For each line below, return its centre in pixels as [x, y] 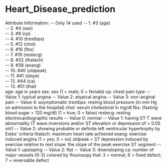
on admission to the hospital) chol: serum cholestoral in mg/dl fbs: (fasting [82, 107]
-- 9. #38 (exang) [23, 65]
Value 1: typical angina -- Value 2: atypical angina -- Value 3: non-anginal [80, 97]
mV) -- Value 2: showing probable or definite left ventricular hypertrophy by [83, 128]
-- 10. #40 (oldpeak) [26, 70]
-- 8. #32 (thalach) [24, 60]
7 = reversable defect [27, 160]
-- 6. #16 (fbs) [19, 49]
